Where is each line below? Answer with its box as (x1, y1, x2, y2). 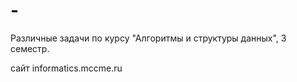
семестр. (10, 42, 50, 54)
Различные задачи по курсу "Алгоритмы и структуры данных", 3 (10, 32, 287, 44)
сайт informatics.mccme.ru (10, 62, 123, 74)
